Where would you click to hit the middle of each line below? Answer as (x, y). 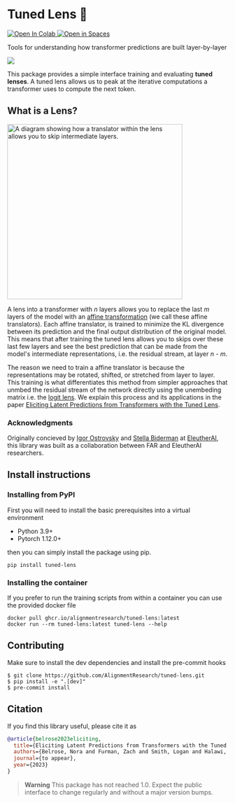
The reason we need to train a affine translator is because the (96, 367)
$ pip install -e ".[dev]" (47, 681)
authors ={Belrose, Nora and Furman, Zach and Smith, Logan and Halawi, (120, 752)
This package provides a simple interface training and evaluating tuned (110, 74)
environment (26, 517)
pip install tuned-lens (42, 565)
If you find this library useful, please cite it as (72, 726)
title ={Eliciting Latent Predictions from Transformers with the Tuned (120, 746)
